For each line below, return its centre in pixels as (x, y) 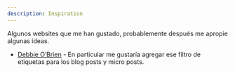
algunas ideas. (28, 41)
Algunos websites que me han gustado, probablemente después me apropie (117, 33)
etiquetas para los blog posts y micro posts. (81, 62)
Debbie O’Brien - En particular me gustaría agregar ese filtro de (109, 54)
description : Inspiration (45, 14)
